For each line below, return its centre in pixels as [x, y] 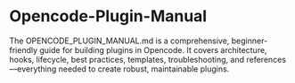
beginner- [250, 41]
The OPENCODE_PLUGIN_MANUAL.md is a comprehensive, [119, 41]
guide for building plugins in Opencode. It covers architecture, [153, 49]
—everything [33, 69]
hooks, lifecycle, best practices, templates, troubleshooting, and [127, 59]
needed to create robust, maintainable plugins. [144, 69]
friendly [24, 49]
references [266, 59]
